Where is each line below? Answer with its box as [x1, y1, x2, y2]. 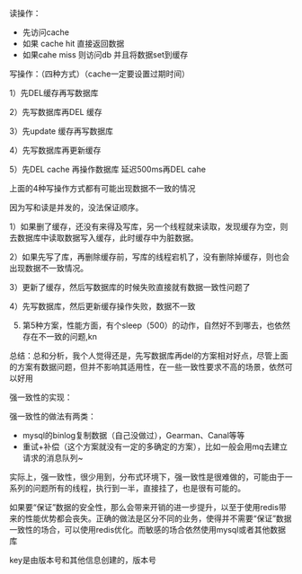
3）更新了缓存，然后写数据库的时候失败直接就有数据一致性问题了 [9, 282, 251, 292]
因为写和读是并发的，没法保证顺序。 [9, 202, 144, 213]
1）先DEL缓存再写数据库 [9, 88, 99, 98]
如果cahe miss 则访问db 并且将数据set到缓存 [22, 49, 189, 60]
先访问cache [22, 27, 70, 38]
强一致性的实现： [9, 392, 73, 402]
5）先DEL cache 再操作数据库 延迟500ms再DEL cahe [9, 164, 207, 174]
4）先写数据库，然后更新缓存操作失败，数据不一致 [9, 301, 196, 312]
